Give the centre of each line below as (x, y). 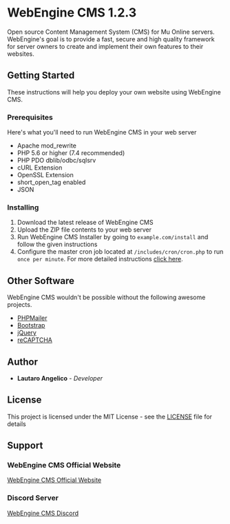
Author (22, 362)
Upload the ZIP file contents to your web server (84, 230)
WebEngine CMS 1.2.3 (72, 13)
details (17, 424)
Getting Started (41, 75)
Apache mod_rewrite (47, 145)
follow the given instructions (57, 244)
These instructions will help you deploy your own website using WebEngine (114, 92)
